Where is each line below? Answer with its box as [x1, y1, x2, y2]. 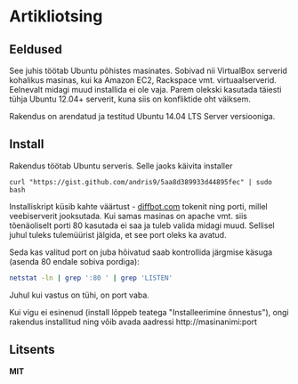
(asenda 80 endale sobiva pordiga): [9, 256, 140, 266]
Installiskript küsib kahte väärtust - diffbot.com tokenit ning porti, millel [9, 200, 269, 211]
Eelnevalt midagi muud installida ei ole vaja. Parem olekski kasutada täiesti [9, 85, 282, 94]
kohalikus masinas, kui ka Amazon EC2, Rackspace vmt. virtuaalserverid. [9, 75, 278, 86]
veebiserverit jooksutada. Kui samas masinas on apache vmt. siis [9, 210, 247, 221]
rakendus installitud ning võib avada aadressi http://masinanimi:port [9, 316, 258, 327]
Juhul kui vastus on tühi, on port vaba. [9, 290, 149, 300]
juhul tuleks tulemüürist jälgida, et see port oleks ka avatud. [9, 229, 227, 240]
